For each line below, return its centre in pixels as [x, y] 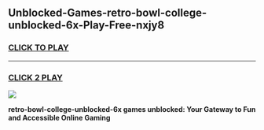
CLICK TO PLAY [38, 48]
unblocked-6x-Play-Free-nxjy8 [86, 26]
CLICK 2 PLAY [35, 77]
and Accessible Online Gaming [59, 117]
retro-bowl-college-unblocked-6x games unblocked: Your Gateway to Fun [132, 109]
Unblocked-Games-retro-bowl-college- [108, 13]
